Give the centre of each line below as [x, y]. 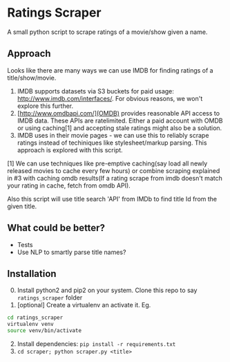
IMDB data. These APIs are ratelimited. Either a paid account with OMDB [120, 120]
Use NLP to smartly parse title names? [71, 252]
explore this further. [45, 106]
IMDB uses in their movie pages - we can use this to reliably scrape [113, 135]
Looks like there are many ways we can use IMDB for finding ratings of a [110, 70]
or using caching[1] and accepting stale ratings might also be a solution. [119, 128]
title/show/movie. [32, 78]
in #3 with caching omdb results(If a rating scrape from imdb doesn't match [115, 178]
